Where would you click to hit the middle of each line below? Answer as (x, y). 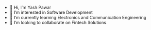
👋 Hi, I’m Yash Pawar (30, 7)
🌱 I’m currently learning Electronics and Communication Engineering (78, 17)
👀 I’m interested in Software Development (51, 12)
